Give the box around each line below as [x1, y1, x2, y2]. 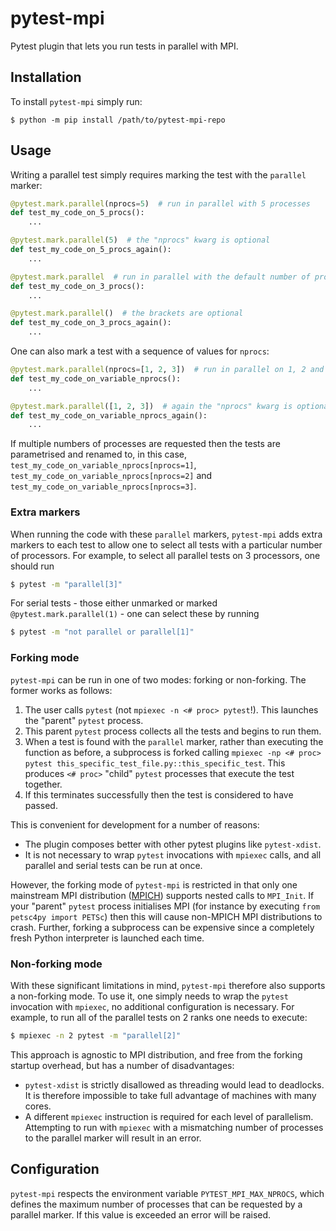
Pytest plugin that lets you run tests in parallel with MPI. [10, 40, 239, 52]
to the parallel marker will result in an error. [24, 1132, 202, 1144]
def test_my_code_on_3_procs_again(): [10, 318, 172, 328]
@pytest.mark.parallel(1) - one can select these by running [10, 608, 260, 620]
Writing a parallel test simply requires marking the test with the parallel [10, 168, 307, 181]
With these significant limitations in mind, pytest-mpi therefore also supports [10, 979, 326, 991]
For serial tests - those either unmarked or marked [10, 597, 218, 609]
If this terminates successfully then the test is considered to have [24, 788, 294, 801]
